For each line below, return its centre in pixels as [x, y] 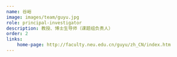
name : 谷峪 [19, 12]
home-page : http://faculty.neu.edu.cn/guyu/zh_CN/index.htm [94, 45]
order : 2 [17, 34]
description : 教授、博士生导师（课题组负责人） [60, 28]
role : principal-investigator [44, 23]
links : [14, 39]
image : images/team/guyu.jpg [43, 17]
